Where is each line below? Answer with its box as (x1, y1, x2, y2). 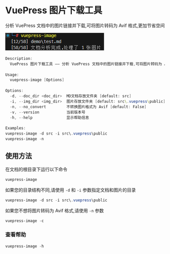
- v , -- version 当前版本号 (10, 110, 86, 115)
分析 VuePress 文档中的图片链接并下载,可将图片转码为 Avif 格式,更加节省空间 (5, 22, 165, 28)
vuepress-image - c (5, 218, 44, 224)
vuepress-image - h (5, 243, 44, 249)
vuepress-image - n (5, 137, 44, 142)
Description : (5, 56, 33, 61)
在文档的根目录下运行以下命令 (5, 166, 67, 172)
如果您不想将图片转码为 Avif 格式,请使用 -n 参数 (5, 207, 104, 213)
